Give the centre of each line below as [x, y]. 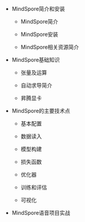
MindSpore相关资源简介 [50, 47]
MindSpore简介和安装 [38, 9]
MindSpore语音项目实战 [41, 213]
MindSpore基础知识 [36, 60]
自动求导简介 [36, 85]
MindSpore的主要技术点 [41, 111]
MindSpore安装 [39, 34]
